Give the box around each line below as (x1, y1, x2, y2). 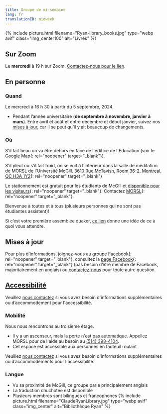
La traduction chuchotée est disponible (12, 388, 93, 394)
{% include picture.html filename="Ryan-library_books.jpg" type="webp (5, 30, 154, 36)
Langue (5, 371, 24, 378)
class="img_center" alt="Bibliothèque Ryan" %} (12, 404, 111, 410)
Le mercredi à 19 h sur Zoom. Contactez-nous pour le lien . (5, 63, 126, 69)
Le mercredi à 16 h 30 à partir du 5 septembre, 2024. (5, 103, 114, 109)
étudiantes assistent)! (5, 208, 50, 214)
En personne (5, 78, 46, 86)
